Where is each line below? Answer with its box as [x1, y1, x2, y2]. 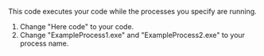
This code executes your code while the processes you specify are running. [8, 7, 257, 16]
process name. [19, 39, 69, 48]
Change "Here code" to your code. [19, 22, 134, 31]
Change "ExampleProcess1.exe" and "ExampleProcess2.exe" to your [19, 31, 245, 39]
